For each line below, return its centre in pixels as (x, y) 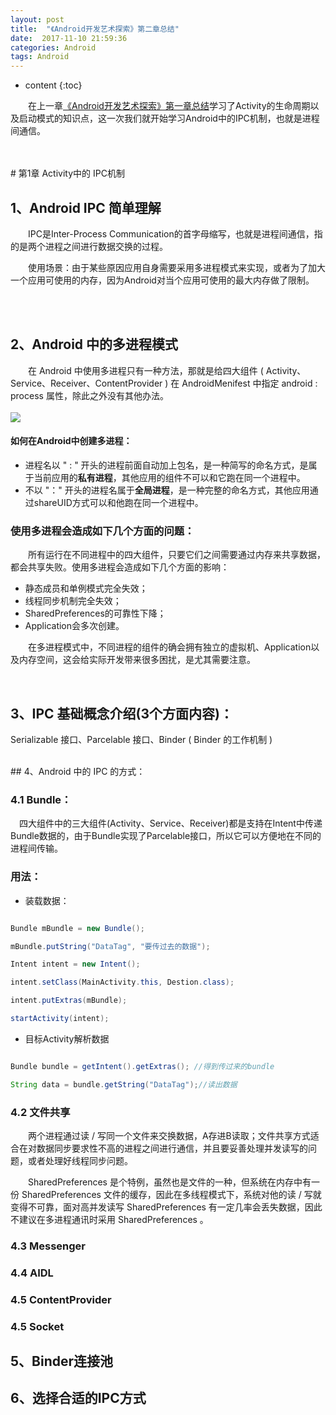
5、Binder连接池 (62, 1361)
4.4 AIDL (32, 1273)
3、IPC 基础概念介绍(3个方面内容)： (121, 713)
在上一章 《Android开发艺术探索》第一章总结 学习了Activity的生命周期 (169, 106)
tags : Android (40, 57)
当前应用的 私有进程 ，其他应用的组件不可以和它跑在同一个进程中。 (169, 477)
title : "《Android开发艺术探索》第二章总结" (95, 29)
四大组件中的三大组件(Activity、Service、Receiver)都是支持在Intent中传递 (170, 823)
